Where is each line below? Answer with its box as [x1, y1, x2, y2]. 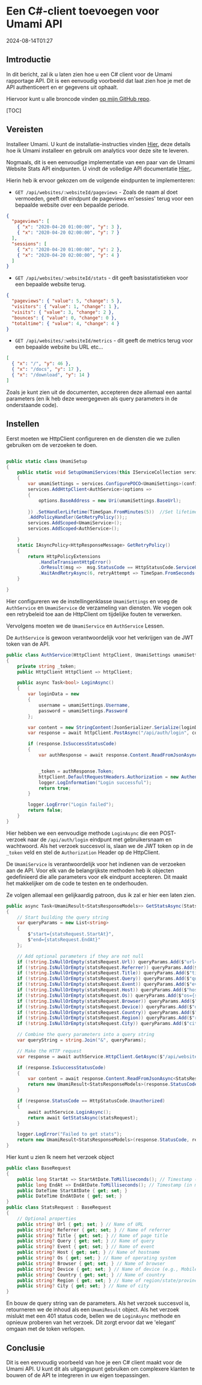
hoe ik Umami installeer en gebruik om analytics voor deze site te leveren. [6, 147, 189, 154]
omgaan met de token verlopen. [6, 1325, 85, 1332]
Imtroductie [6, 54, 51, 65]
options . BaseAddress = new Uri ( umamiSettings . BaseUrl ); [38, 497, 182, 504]
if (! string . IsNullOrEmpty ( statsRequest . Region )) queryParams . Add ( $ [17, 1015, 192, 1021]
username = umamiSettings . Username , [38, 702, 130, 708]
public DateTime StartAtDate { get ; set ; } [17, 1187, 128, 1194]
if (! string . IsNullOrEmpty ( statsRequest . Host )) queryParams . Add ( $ [17, 987, 187, 993]
